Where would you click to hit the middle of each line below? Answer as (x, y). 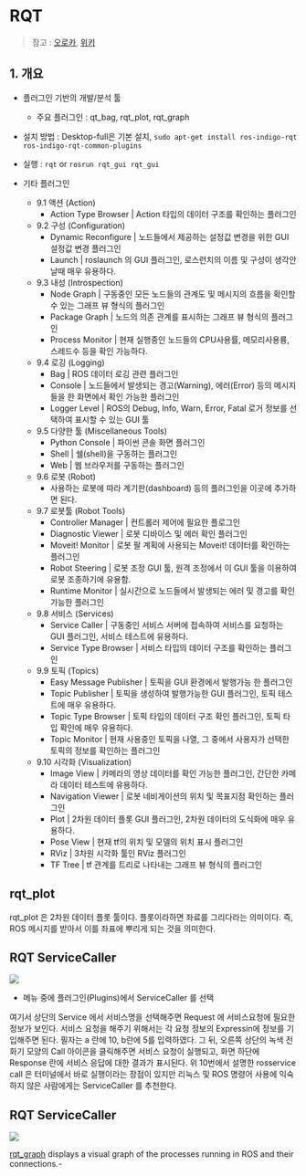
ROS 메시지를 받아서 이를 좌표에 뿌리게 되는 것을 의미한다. (113, 929)
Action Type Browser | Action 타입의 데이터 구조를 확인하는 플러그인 (173, 214)
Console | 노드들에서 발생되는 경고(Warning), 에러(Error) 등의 (161, 385)
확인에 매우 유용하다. (97, 728)
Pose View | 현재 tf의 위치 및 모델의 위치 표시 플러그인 (147, 842)
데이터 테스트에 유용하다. (104, 784)
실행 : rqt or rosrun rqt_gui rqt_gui (91, 163)
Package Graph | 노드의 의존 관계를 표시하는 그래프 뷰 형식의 (159, 317)
